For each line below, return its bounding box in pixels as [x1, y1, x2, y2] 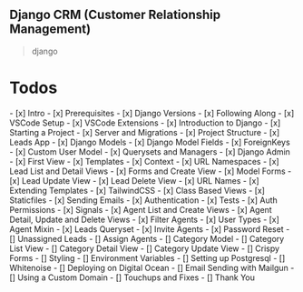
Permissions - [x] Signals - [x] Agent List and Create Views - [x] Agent [9, 204, 272, 215]
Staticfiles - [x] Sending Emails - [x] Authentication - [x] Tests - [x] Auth [9, 195, 279, 206]
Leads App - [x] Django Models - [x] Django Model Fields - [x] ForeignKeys [9, 136, 290, 147]
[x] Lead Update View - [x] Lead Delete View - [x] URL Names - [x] [9, 175, 260, 186]
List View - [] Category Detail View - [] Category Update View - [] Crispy [9, 243, 279, 254]
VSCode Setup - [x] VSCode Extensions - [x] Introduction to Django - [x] [9, 117, 281, 128]
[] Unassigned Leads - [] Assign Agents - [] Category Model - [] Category [9, 233, 285, 244]
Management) [9, 22, 92, 37]
